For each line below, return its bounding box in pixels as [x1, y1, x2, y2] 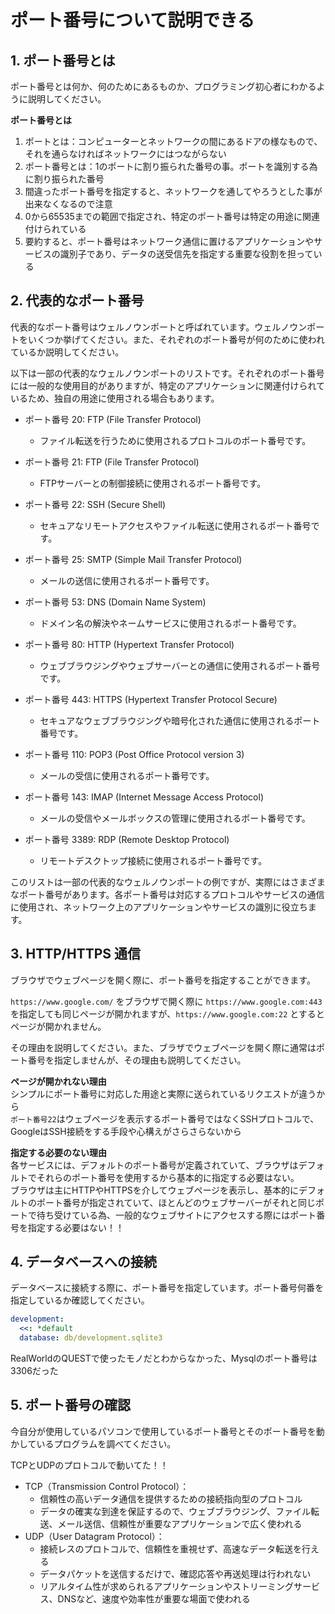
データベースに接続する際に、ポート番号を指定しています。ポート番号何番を [10, 1282, 325, 1294]
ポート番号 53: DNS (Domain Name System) [24, 596, 207, 608]
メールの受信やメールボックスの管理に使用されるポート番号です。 [39, 812, 311, 824]
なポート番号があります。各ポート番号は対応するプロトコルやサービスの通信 [10, 888, 325, 900]
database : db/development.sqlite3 [19, 1333, 163, 1343]
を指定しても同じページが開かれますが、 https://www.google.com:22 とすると [10, 1007, 325, 1020]
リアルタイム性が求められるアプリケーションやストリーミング [39, 1580, 294, 1592]
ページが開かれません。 [10, 1020, 107, 1032]
